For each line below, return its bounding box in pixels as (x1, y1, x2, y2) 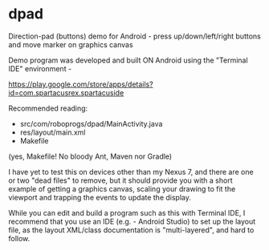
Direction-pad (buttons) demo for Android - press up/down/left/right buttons (8, 31, 261, 41)
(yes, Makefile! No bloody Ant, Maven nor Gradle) (8, 151, 173, 161)
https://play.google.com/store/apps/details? (8, 79, 154, 89)
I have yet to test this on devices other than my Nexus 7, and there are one (8, 167, 255, 176)
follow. (8, 233, 31, 243)
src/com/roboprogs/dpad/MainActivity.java (19, 119, 163, 128)
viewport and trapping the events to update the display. (8, 192, 191, 202)
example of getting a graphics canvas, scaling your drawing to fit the (8, 183, 236, 193)
